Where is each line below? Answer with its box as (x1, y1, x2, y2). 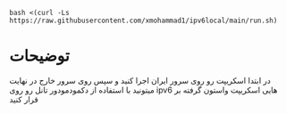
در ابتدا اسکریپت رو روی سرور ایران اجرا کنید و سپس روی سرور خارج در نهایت (9, 75, 271, 85)
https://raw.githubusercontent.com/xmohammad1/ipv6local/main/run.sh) (9, 16, 278, 25)
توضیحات (9, 45, 70, 66)
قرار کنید (9, 94, 38, 104)
